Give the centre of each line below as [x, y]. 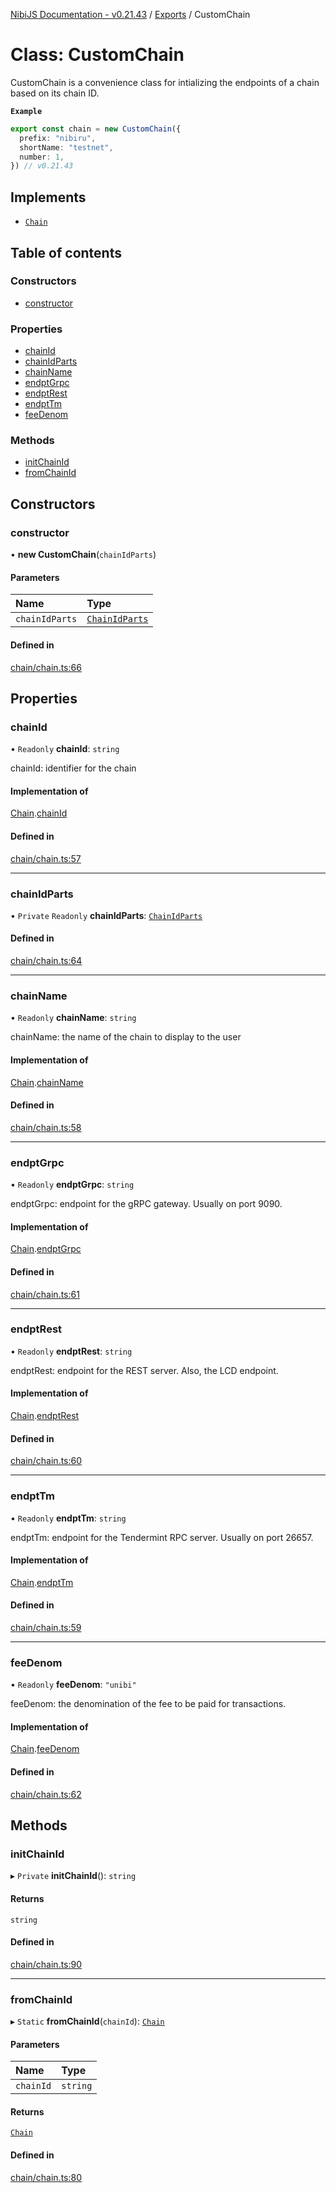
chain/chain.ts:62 [46, 1794]
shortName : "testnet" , [66, 147]
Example [26, 111]
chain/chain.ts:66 [46, 667]
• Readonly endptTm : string [68, 1518]
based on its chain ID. [55, 93]
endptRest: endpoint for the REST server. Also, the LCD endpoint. [144, 1370]
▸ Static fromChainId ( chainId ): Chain [87, 2021]
